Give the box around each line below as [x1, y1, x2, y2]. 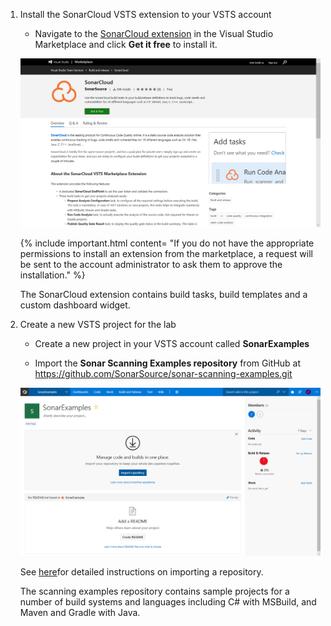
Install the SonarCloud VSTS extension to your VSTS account [19, 9, 272, 20]
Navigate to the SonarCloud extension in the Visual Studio [34, 28, 274, 39]
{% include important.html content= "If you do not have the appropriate [19, 237, 315, 249]
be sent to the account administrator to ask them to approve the [19, 258, 283, 270]
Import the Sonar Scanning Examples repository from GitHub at [34, 357, 302, 369]
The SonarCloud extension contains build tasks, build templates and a [19, 288, 308, 300]
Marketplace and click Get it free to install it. [34, 39, 218, 50]
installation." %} [19, 269, 86, 281]
